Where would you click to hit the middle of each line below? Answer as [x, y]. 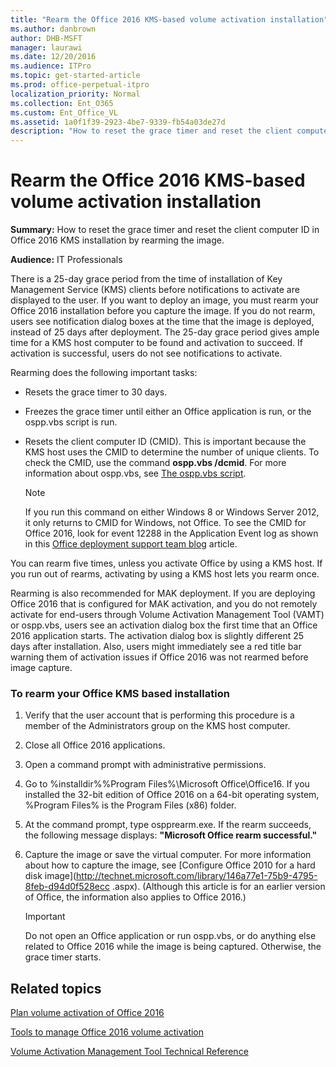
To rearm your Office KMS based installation [120, 693]
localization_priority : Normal [75, 94]
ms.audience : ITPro [51, 66]
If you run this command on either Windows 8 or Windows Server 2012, [172, 512]
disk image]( [50, 876]
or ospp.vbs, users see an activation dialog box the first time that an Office [164, 625]
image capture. [41, 668]
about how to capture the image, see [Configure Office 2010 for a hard [170, 865]
